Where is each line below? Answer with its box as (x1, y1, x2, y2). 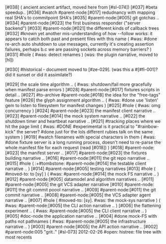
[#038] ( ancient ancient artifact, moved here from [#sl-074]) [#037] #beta (5, 4, 158, 10)
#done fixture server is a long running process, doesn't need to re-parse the (5, 139, 161, 145)
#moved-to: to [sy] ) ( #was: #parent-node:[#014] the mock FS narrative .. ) (5, 171, 160, 177)
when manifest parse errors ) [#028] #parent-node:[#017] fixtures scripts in (5, 87, 160, 92)
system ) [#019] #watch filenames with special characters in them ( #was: (5, 134, 156, 140)
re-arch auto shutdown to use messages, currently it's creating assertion (5, 41, 154, 47)
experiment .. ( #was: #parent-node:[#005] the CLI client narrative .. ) (5, 208, 147, 214)
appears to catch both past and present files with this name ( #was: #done (5, 36, 158, 42)
